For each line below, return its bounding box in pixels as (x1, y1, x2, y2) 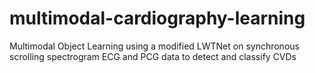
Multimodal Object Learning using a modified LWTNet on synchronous (9, 40, 300, 52)
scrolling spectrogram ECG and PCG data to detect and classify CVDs (9, 50, 297, 62)
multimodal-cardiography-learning (9, 7, 306, 30)
